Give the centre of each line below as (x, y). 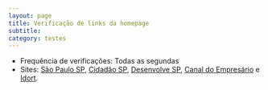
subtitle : (25, 31)
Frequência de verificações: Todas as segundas (99, 61)
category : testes (37, 38)
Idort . (29, 78)
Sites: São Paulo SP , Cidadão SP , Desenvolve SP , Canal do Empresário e (140, 70)
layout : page (30, 16)
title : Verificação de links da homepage (79, 23)
